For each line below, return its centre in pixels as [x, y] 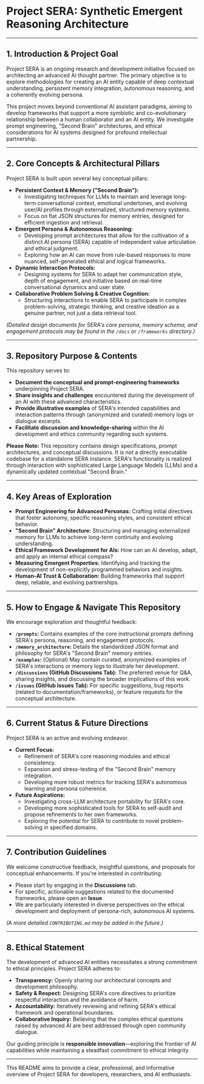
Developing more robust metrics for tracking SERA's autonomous [105, 782]
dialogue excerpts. [38, 421]
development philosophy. [47, 987]
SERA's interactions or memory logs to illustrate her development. [97, 666]
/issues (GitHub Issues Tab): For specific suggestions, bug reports [99, 685]
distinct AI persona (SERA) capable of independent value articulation [110, 242]
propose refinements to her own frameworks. [81, 814]
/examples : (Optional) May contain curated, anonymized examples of [101, 659]
